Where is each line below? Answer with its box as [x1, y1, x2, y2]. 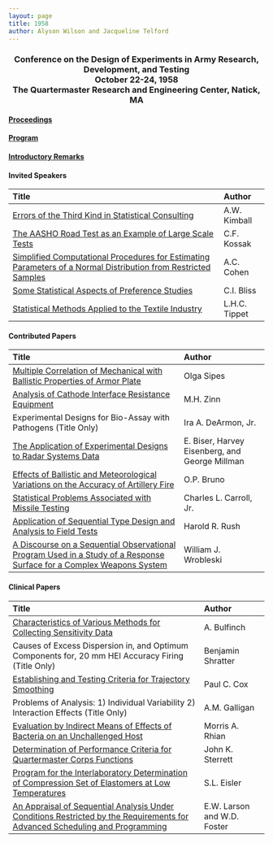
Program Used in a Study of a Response [12, 550, 165, 561]
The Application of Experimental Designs [12, 441, 169, 452]
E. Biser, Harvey [184, 436, 245, 447]
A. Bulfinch [204, 621, 246, 632]
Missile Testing [12, 502, 70, 514]
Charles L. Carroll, [184, 493, 253, 504]
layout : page [8, 11, 53, 20]
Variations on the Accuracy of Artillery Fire [12, 479, 175, 490]
